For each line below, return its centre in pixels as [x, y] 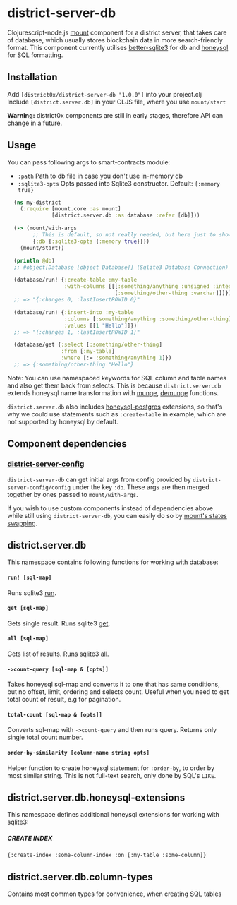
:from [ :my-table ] [88, 352]
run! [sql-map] [30, 578]
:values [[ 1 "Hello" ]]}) [101, 325]
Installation [32, 77]
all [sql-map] [28, 639]
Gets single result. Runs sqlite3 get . [59, 623]
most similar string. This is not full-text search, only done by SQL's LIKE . [112, 775]
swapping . [23, 523]
